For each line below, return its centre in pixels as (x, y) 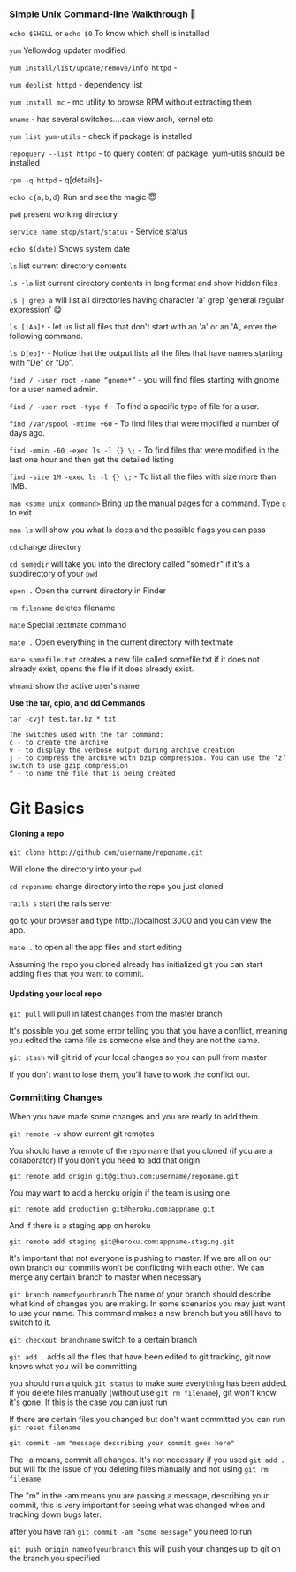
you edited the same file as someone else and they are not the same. (135, 1040)
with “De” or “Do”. (42, 363)
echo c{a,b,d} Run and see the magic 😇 (83, 197)
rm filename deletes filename (62, 608)
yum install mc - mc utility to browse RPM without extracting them (130, 102)
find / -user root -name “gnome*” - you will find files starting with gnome (144, 380)
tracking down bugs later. (56, 1514)
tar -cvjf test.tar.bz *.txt (63, 720)
